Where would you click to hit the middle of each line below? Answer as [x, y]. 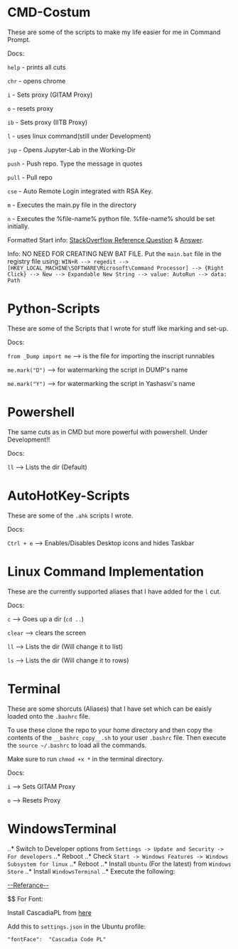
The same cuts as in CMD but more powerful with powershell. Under [108, 431]
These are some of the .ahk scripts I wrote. [70, 515]
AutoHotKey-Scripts [69, 495]
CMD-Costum [49, 12]
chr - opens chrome [37, 81]
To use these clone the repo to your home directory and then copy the [110, 730]
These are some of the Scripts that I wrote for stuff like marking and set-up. [118, 328]
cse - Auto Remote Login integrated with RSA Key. [80, 191]
